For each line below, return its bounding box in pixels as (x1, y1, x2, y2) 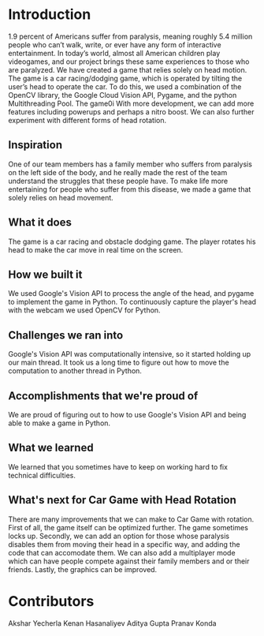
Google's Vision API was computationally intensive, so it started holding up (8, 350, 251, 359)
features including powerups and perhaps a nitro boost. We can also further (8, 107, 255, 116)
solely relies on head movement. (8, 193, 114, 202)
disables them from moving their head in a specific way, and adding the (8, 539, 240, 549)
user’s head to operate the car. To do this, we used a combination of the (8, 81, 242, 92)
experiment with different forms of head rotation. (8, 115, 167, 125)
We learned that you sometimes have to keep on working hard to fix (8, 462, 229, 471)
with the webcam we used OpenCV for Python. (8, 305, 161, 315)
